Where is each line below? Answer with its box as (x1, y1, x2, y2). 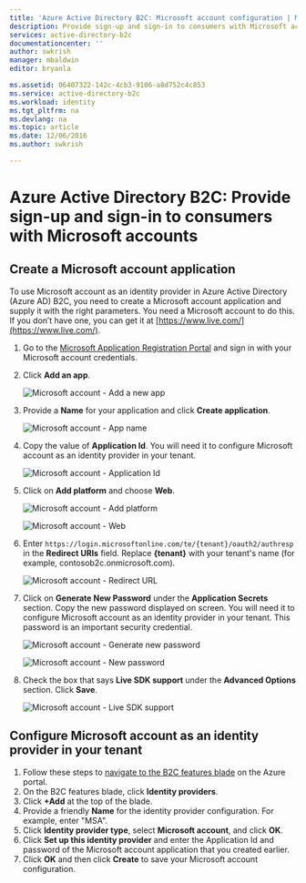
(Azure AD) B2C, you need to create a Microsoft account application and (9, 295, 282, 306)
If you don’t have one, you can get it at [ (9, 315, 159, 326)
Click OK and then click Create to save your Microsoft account (22, 853, 258, 865)
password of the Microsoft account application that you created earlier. (22, 844, 290, 855)
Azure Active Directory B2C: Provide (9, 188, 291, 208)
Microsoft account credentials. (22, 351, 138, 362)
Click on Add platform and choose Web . (22, 484, 176, 496)
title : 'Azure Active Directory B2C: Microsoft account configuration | (9, 13, 291, 23)
